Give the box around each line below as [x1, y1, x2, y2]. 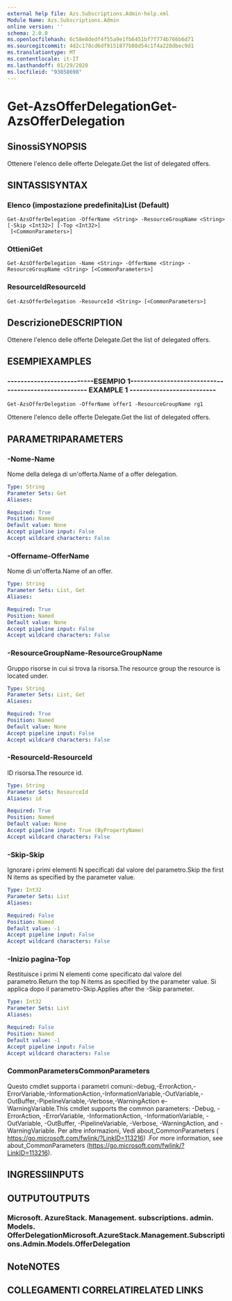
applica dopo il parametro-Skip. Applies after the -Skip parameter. [7, 985, 194, 993]
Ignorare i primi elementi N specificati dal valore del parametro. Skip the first [7, 865, 224, 874]
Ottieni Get [7, 244, 43, 254]
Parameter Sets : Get [7, 490, 67, 497]
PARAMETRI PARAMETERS [7, 433, 124, 445]
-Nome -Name [7, 454, 56, 463]
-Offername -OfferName [7, 551, 90, 561]
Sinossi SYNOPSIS [7, 141, 87, 153]
